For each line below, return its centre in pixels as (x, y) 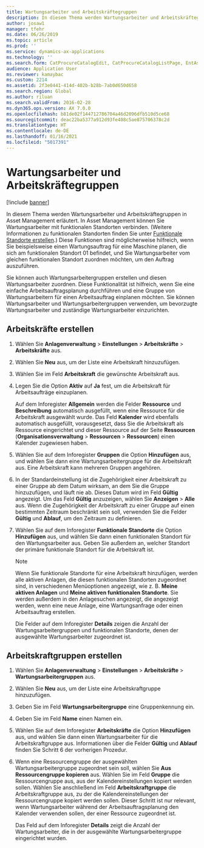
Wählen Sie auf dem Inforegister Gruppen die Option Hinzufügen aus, (103, 454)
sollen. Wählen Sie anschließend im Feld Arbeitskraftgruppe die (96, 788)
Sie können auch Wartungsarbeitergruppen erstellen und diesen (87, 277)
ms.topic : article (29, 40)
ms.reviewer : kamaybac (35, 74)
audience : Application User (42, 69)
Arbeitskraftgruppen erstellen (64, 655)
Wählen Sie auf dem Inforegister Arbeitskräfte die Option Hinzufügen (103, 730)
